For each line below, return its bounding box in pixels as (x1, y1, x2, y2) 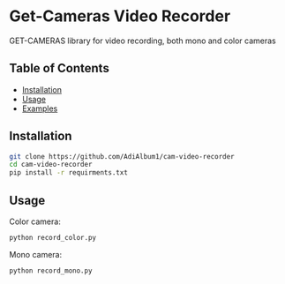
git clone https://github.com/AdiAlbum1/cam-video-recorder (9, 152, 236, 161)
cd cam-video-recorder (9, 161, 93, 169)
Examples (21, 103, 58, 114)
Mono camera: (9, 249, 63, 259)
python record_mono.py (9, 266, 93, 275)
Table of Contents (9, 61, 110, 76)
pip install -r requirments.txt (9, 168, 128, 177)
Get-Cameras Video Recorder (9, 6, 231, 26)
